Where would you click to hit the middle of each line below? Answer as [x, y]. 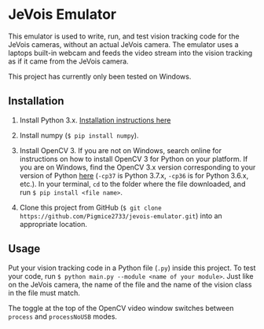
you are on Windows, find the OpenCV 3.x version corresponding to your [137, 167]
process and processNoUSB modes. [63, 316]
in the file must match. [44, 293]
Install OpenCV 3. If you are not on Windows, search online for [121, 150]
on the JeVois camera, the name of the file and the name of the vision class [130, 284]
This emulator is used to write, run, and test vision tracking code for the [124, 36]
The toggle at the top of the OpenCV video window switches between [121, 308]
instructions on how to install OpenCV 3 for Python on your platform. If [134, 159]
